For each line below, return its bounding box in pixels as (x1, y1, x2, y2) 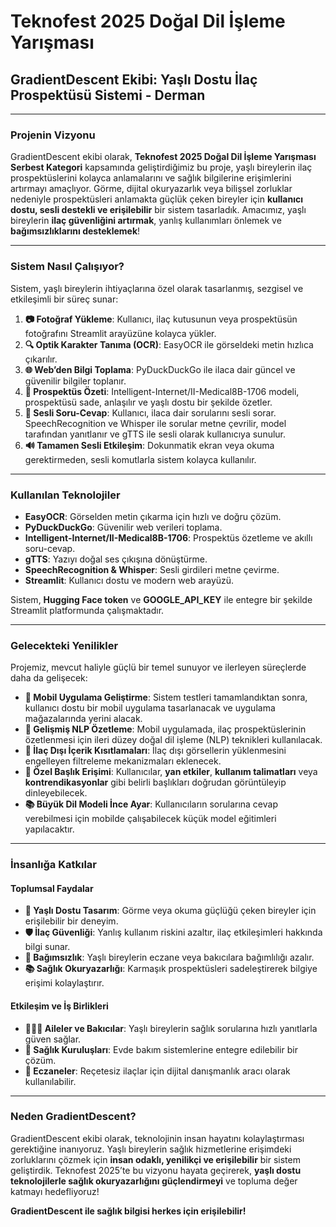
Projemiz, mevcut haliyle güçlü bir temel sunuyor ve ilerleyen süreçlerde (10, 661, 307, 674)
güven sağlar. (24, 1033, 82, 1045)
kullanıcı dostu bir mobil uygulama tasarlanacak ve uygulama (24, 702, 276, 714)
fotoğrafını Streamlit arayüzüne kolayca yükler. (24, 327, 217, 339)
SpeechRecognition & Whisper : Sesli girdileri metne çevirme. (24, 563, 280, 575)
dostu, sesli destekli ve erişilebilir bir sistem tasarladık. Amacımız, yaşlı (10, 204, 307, 216)
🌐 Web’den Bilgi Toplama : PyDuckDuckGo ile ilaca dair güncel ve (24, 363, 296, 375)
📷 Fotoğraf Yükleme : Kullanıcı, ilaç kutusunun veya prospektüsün (24, 313, 298, 325)
